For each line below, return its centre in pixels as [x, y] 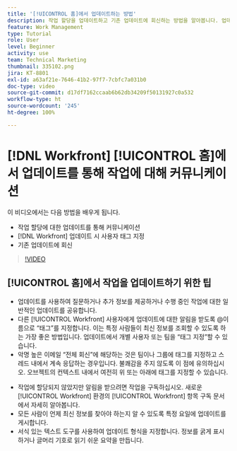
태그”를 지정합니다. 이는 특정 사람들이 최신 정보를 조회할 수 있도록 [129, 328]
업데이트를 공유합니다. [67, 310]
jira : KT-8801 [28, 73]
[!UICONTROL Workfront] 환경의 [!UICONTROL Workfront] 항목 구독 [114, 396]
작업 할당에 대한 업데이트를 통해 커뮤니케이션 [79, 227]
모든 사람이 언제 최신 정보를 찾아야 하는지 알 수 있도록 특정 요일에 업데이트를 [122, 414]
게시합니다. [33, 422]
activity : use [28, 54]
